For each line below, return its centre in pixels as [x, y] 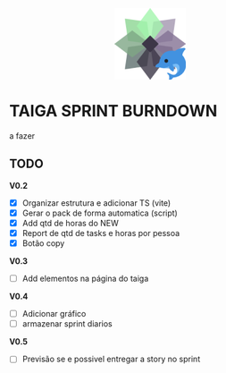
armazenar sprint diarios [67, 324]
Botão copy [43, 243]
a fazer [22, 136]
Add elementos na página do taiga [85, 279]
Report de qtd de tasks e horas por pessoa [101, 233]
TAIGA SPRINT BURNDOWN [113, 111]
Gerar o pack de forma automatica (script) [100, 213]
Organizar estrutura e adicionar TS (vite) [96, 203]
